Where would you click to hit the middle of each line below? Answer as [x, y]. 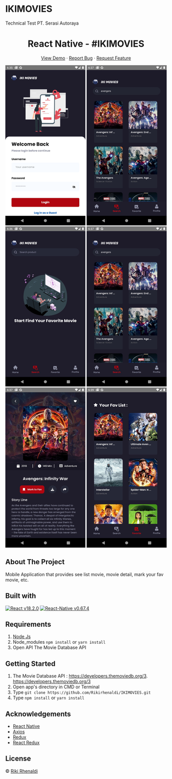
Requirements [28, 624]
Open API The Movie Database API [49, 648]
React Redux [26, 742]
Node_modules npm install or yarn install [59, 642]
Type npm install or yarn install [48, 698]
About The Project [35, 562]
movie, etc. [17, 580]
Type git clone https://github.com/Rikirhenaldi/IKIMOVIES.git [82, 692]
